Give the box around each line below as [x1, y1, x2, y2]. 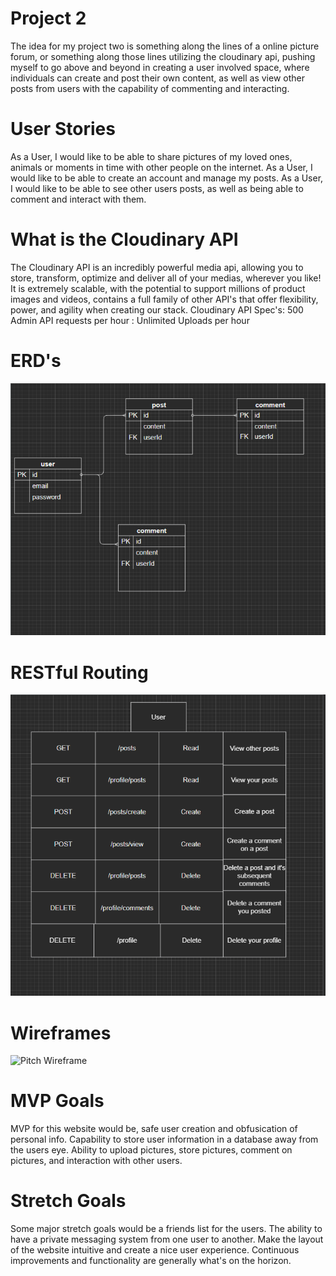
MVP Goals [10, 1090, 105, 1112]
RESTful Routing [10, 661, 149, 684]
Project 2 [10, 7, 87, 30]
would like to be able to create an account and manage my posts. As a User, [10, 172, 324, 184]
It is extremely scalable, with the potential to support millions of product [10, 282, 306, 294]
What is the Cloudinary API [10, 228, 239, 251]
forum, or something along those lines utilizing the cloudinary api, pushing [10, 50, 316, 62]
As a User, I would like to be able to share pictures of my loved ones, [10, 150, 293, 162]
